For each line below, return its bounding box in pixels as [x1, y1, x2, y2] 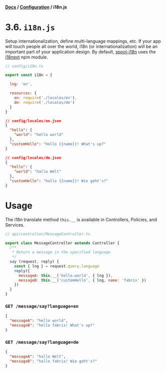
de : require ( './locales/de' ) [14, 100, 75, 105]
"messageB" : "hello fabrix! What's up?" [9, 323, 95, 328]
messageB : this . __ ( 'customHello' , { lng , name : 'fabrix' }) [18, 277, 146, 282]
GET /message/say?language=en [5, 303, 79, 309]
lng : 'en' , [9, 81, 32, 87]
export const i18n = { [5, 72, 52, 77]
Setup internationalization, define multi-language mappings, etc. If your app [5, 38, 161, 44]
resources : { [9, 90, 37, 96]
